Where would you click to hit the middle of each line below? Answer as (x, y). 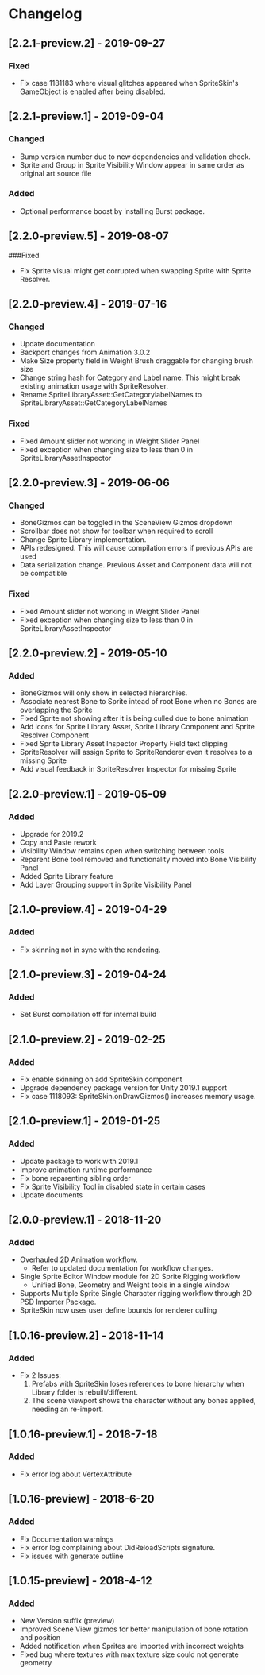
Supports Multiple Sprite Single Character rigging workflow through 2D (136, 1294)
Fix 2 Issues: (40, 1375)
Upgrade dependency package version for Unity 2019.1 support (123, 1088)
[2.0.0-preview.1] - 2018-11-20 (85, 1220)
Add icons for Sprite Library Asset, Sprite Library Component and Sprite (137, 727)
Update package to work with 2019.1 (79, 1161)
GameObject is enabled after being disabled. (92, 91)
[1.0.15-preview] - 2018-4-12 (80, 1581)
